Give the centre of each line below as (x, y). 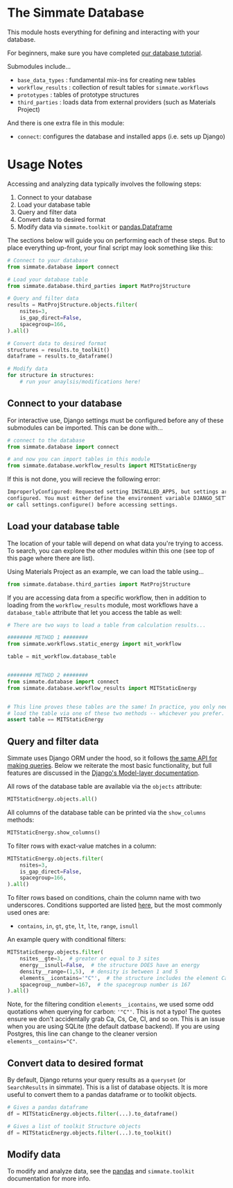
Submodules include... (39, 66)
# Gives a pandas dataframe (48, 1107)
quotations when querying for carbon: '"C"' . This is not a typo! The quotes (114, 1012)
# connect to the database (46, 440)
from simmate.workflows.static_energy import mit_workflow (94, 644)
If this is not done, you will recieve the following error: (84, 479)
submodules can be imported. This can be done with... (85, 427)
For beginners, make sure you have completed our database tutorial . (105, 53)
